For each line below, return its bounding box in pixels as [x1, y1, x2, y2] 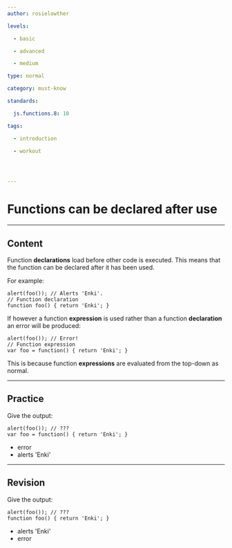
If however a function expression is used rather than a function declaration [7, 314, 222, 322]
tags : [7, 122, 23, 129]
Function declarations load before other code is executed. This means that [7, 256, 221, 264]
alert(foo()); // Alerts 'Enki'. [7, 290, 104, 297]
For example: [7, 277, 45, 284]
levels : [7, 22, 30, 30]
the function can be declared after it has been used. [7, 264, 155, 271]
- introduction [13, 135, 57, 142]
